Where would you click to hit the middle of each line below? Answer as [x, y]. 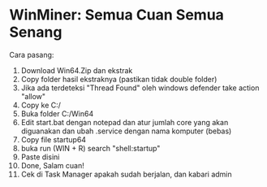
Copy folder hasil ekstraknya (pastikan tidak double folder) [119, 79]
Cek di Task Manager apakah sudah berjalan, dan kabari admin [126, 174]
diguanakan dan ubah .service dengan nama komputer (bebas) [126, 131]
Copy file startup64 [54, 139]
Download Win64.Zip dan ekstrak [77, 70]
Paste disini [40, 157]
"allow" [33, 96]
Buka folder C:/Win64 [57, 113]
